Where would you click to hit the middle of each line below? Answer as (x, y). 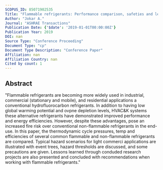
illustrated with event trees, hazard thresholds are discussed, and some (76, 147)
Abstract (19, 83)
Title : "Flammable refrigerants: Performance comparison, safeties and (79, 14)
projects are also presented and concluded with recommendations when (77, 157)
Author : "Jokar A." (25, 18)
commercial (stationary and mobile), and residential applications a (71, 100)
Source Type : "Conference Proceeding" (44, 41)
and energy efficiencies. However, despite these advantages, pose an (75, 121)
